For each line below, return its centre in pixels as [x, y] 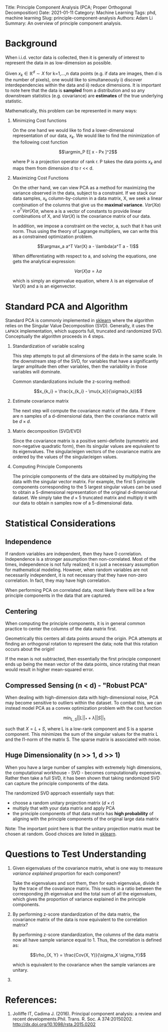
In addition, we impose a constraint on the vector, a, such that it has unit [87, 226]
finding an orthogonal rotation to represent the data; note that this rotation [81, 644]
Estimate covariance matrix [41, 401]
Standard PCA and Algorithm [66, 306]
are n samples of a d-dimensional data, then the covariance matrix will [85, 416]
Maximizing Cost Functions [40, 178]
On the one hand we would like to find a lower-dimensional [73, 131]
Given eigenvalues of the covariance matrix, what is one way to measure [88, 868]
